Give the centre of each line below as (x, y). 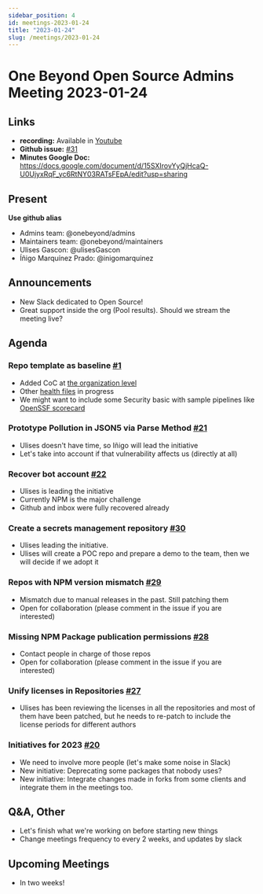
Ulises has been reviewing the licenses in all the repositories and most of (137, 708)
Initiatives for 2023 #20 (54, 745)
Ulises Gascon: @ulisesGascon (70, 250)
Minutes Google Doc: (55, 157)
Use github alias (35, 218)
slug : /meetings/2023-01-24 (54, 37)
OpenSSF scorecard (52, 408)
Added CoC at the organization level (78, 383)
